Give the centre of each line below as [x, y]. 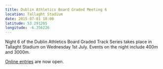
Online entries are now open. [35, 62]
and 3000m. [18, 52]
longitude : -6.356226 [27, 28]
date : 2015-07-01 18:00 [30, 19]
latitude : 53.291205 [26, 23]
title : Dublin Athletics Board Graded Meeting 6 [56, 10]
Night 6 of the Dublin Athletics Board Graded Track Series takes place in [79, 42]
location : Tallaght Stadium [34, 14]
